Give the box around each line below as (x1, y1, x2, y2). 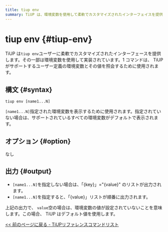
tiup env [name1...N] (5, 99, 51, 104)
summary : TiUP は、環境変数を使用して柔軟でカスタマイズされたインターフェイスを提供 (5, 12, 163, 17)
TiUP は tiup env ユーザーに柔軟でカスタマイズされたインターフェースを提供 (5, 50, 161, 56)
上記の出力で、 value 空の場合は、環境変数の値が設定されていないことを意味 (5, 204, 162, 210)
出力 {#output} (5, 167, 52, 175)
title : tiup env (5, 7, 39, 12)
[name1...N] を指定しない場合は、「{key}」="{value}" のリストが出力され (12, 181, 162, 187)
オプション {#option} (5, 137, 71, 145)
